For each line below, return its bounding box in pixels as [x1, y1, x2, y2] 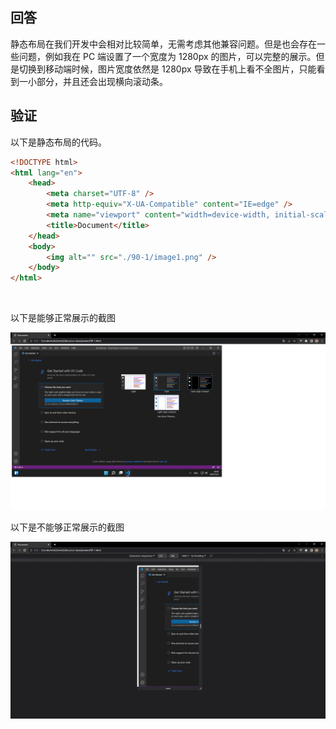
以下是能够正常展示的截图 [10, 312, 116, 324]
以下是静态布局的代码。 [10, 136, 107, 148]
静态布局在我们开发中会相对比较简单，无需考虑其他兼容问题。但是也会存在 [10, 38, 317, 50]
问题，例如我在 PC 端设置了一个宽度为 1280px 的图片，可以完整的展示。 [18, 50, 317, 62]
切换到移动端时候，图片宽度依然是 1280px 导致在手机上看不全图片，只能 [18, 63, 317, 75]
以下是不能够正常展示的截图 [10, 521, 125, 533]
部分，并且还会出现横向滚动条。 [36, 75, 168, 87]
